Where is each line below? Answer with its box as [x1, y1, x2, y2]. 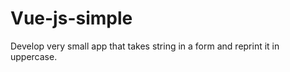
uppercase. [10, 50, 58, 62]
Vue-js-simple [10, 7, 133, 30]
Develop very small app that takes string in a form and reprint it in [10, 40, 280, 52]
